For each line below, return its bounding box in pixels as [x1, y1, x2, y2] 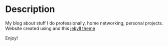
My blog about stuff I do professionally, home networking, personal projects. [5, 20, 163, 26]
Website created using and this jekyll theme [5, 25, 95, 31]
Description [5, 3, 55, 15]
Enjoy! [5, 35, 19, 41]
